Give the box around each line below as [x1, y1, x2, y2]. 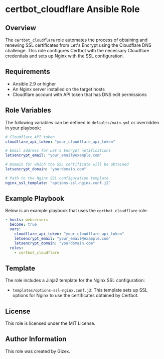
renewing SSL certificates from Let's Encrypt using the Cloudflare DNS [5, 42, 151, 48]
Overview [5, 24, 37, 32]
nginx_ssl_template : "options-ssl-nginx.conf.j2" [5, 180, 111, 186]
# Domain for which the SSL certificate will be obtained [5, 162, 129, 167]
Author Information [5, 335, 67, 343]
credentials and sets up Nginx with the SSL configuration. [5, 53, 124, 59]
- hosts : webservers [5, 217, 49, 222]
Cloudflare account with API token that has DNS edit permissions [12, 92, 147, 98]
